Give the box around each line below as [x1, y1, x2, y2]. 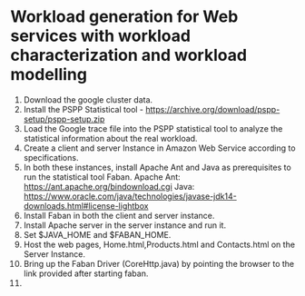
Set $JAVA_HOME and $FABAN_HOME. [23, 229, 172, 240]
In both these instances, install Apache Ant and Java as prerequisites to [23, 162, 291, 173]
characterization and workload [10, 45, 248, 65]
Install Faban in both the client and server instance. [23, 210, 215, 221]
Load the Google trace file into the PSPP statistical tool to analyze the [23, 123, 283, 133]
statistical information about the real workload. [23, 133, 198, 143]
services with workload [10, 25, 192, 46]
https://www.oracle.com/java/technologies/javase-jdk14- [23, 191, 237, 202]
